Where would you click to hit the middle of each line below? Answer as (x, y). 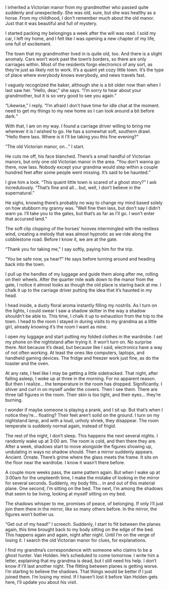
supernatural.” (20, 193)
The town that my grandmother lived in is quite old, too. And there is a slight (84, 54)
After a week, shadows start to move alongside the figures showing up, (79, 446)
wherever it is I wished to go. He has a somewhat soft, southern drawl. (78, 131)
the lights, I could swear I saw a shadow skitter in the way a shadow (75, 311)
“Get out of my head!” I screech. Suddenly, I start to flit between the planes (83, 524)
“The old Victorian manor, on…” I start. (45, 146)
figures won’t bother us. (30, 514)
